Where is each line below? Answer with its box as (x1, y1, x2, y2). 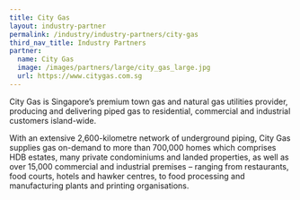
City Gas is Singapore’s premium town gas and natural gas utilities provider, (9, 96, 288, 107)
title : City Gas (9, 13, 70, 22)
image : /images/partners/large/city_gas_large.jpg (17, 64, 211, 73)
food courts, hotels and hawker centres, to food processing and (9, 170, 245, 181)
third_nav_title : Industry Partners (9, 38, 146, 48)
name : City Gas (17, 55, 75, 64)
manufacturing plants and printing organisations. (9, 180, 190, 191)
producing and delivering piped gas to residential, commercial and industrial (9, 105, 291, 117)
